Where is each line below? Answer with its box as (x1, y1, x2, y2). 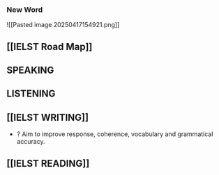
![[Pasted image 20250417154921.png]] (6, 21, 120, 29)
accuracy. (16, 137, 46, 146)
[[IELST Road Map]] (6, 40, 93, 53)
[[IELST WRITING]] (6, 111, 89, 123)
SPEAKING (6, 65, 54, 76)
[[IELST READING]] (6, 158, 90, 169)
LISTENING (6, 88, 56, 100)
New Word (6, 5, 43, 15)
